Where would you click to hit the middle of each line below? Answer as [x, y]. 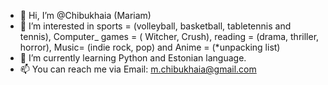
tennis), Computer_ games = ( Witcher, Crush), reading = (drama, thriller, [169, 36]
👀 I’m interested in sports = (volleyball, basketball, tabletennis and [155, 26]
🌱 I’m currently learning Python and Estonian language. [133, 58]
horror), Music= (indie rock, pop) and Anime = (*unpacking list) [150, 47]
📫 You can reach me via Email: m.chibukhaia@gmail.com [138, 69]
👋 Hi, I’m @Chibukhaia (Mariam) [85, 15]
